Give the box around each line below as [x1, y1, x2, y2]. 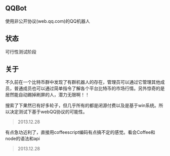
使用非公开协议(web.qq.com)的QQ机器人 [5, 18, 90, 24]
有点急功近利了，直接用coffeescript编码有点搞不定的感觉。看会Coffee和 [5, 129, 155, 135]
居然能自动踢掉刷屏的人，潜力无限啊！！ [5, 92, 90, 98]
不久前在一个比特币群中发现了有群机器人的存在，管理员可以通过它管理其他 [5, 79, 160, 85]
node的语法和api [5, 136, 40, 142]
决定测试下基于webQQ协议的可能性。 [9, 109, 88, 115]
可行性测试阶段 [5, 48, 36, 55]
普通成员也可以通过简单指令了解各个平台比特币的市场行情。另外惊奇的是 [14, 85, 165, 91]
